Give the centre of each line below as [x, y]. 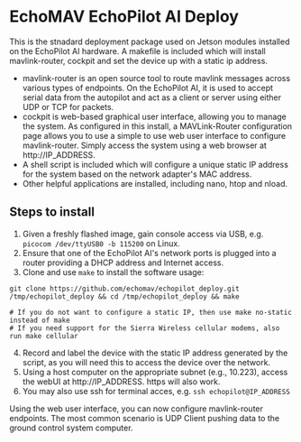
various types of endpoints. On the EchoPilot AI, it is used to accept [147, 87]
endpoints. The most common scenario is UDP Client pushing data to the [145, 418]
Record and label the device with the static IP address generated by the [155, 353]
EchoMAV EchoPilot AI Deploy [124, 17]
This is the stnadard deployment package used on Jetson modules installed [150, 41]
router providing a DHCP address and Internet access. [123, 262]
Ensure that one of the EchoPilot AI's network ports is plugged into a [149, 253]
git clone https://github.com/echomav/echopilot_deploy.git [125, 289]
